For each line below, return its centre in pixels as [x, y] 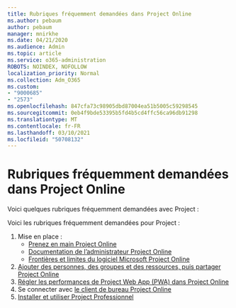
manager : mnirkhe [33, 34]
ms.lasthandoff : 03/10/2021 [49, 133]
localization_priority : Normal [54, 73]
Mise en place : [40, 237]
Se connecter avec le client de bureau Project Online [94, 290]
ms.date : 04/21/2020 [38, 40]
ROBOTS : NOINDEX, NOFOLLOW [47, 67]
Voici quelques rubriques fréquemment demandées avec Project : [103, 209]
